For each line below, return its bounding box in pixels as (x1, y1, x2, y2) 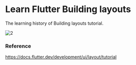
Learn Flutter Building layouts (5, 4, 131, 15)
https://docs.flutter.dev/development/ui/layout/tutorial (5, 54, 117, 60)
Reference (5, 42, 31, 49)
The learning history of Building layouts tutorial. (5, 20, 104, 26)
